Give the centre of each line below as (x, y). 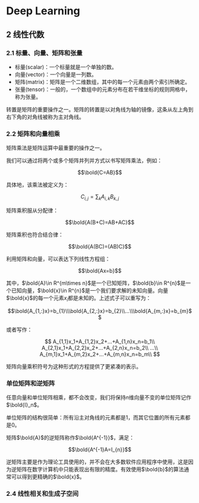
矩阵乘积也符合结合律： (35, 234)
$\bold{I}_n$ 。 (24, 405)
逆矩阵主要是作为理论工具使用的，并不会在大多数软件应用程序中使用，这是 (97, 462)
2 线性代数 (25, 34)
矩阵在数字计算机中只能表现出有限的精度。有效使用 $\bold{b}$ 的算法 (100, 470)
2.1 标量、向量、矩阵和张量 (45, 53)
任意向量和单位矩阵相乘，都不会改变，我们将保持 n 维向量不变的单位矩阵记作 (99, 398)
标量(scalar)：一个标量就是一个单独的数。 (66, 67)
